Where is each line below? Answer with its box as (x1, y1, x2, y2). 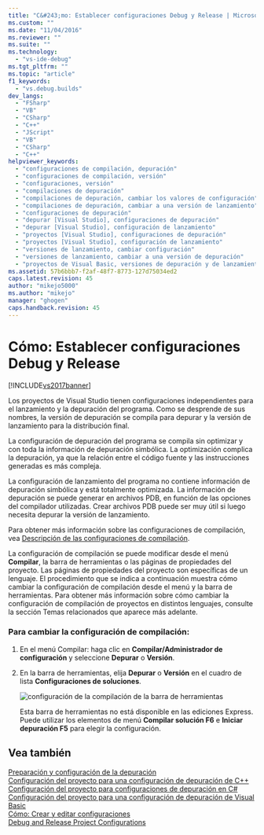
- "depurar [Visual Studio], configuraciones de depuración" (15, 216, 220, 224)
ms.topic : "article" (8, 70, 76, 78)
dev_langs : (8, 92, 44, 100)
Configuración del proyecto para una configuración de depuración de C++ (8, 775, 249, 785)
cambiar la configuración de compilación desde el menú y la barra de (8, 582, 233, 591)
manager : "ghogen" (8, 296, 68, 304)
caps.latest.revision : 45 (8, 274, 93, 283)
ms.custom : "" (8, 19, 55, 27)
